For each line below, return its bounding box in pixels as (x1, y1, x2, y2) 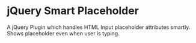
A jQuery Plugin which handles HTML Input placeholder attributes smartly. (7, 24, 191, 31)
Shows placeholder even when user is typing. (7, 29, 120, 37)
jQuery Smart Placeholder (7, 4, 139, 18)
